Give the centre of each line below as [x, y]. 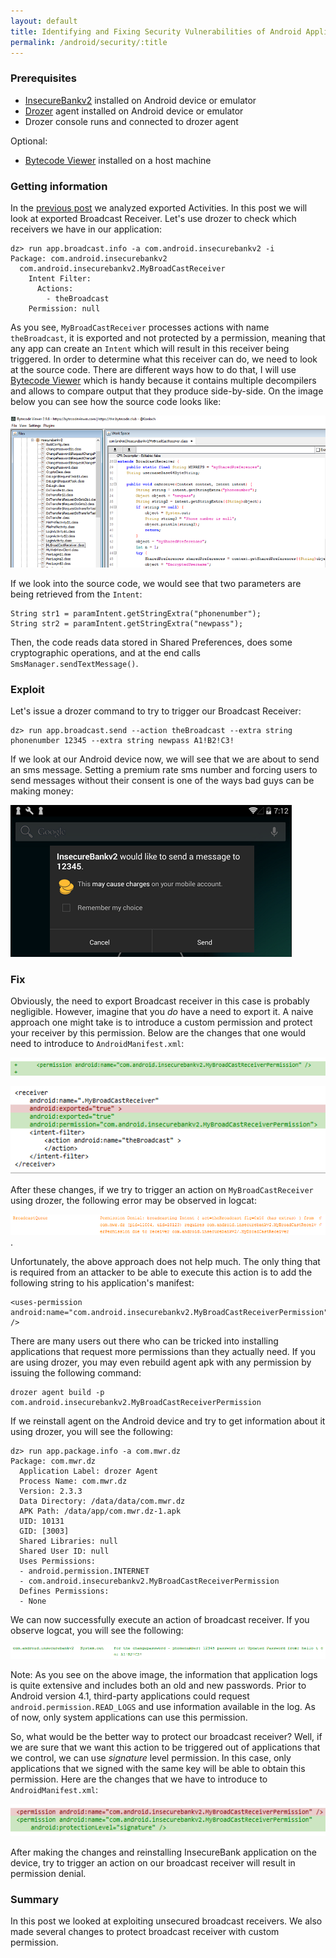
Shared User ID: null [64, 1551]
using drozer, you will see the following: [91, 1432]
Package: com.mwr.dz [53, 1461]
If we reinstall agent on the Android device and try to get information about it [168, 1421]
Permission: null [64, 308]
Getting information [59, 186]
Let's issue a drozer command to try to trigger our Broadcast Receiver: [156, 711]
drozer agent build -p [57, 1393]
